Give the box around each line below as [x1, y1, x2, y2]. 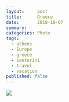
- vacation [11, 68, 38, 74]
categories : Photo [6, 30, 50, 36]
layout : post [6, 8, 48, 15]
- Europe [11, 47, 32, 52]
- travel [11, 62, 32, 69]
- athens [11, 41, 32, 47]
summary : [6, 24, 27, 31]
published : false [6, 73, 48, 79]
